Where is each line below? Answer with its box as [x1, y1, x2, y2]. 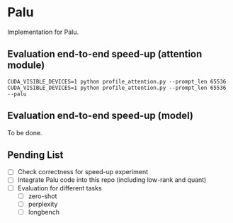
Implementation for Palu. [7, 28, 79, 36]
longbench [28, 207, 60, 216]
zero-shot [28, 192, 57, 200]
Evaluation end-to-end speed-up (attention [7, 48, 203, 60]
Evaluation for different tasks [17, 183, 102, 192]
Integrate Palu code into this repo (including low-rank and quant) [17, 176, 207, 184]
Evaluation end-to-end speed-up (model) [7, 110, 193, 122]
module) [7, 59, 45, 72]
